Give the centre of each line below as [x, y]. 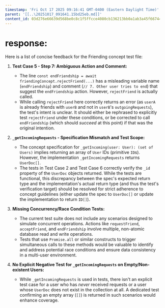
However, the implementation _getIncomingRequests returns [80, 157]
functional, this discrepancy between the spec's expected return [85, 179]
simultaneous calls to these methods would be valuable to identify [86, 245]
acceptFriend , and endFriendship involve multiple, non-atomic [82, 229]
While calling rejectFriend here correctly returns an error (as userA [87, 102]
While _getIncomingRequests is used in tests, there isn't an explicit [86, 279]
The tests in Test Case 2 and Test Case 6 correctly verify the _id [85, 168]
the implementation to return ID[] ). [55, 199]
